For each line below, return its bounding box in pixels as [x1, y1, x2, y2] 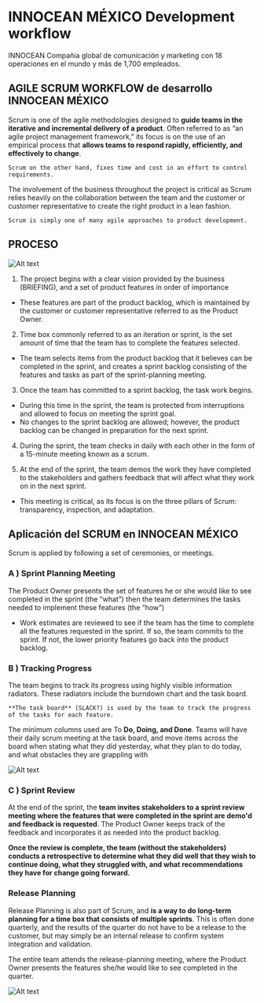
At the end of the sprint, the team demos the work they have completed [19, 464, 251, 474]
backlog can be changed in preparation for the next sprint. [19, 425, 210, 435]
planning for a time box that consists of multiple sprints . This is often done [8, 914, 255, 923]
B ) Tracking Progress [8, 662, 93, 673]
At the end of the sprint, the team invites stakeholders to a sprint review [8, 803, 245, 812]
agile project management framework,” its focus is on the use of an [8, 131, 225, 141]
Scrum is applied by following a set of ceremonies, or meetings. [8, 548, 214, 558]
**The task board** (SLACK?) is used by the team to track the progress [8, 704, 251, 712]
